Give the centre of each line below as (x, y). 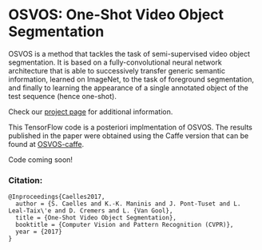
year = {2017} (39, 232)
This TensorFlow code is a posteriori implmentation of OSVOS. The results (131, 127)
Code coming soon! (41, 159)
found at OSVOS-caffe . (46, 144)
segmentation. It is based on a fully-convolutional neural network (115, 62)
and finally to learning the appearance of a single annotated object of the (129, 87)
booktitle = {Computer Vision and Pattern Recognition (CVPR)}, (125, 225)
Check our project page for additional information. (91, 111)
